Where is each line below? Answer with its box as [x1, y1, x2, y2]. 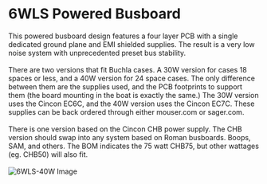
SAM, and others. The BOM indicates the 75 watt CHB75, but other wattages [8, 141, 259, 151]
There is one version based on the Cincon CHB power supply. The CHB [8, 124, 242, 134]
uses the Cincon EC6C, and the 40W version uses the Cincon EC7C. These [8, 99, 255, 108]
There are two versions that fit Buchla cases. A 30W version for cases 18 [8, 65, 247, 74]
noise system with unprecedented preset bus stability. [8, 48, 187, 57]
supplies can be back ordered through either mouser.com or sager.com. [8, 107, 245, 116]
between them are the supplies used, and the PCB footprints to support [8, 81, 243, 92]
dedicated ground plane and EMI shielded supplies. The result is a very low [8, 39, 255, 49]
